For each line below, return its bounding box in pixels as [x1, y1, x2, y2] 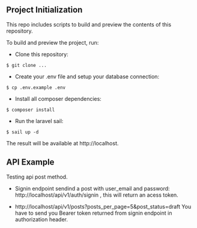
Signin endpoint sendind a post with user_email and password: [14, 185, 170, 192]
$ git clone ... [6, 62, 47, 68]
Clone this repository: [14, 51, 68, 58]
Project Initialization [6, 5, 83, 15]
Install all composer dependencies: [14, 95, 102, 102]
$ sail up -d [6, 129, 39, 135]
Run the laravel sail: [14, 117, 64, 124]
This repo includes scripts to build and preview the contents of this [6, 21, 172, 28]
